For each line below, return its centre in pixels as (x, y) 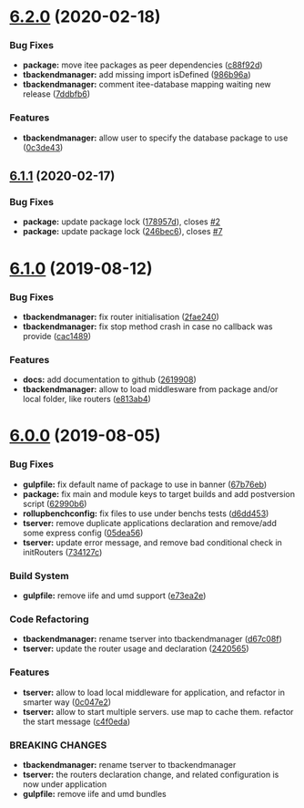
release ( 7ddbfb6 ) (56, 94)
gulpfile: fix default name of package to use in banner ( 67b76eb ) (145, 484)
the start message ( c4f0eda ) (76, 721)
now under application (65, 784)
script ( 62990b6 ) (55, 503)
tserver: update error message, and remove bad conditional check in (152, 542)
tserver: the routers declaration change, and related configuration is (151, 774)
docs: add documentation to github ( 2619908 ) (110, 379)
